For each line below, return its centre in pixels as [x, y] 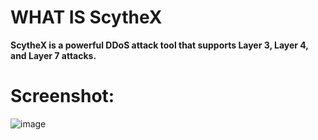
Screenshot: [62, 96]
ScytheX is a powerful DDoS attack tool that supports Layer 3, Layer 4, [159, 45]
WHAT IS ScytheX [86, 17]
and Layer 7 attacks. [53, 55]
